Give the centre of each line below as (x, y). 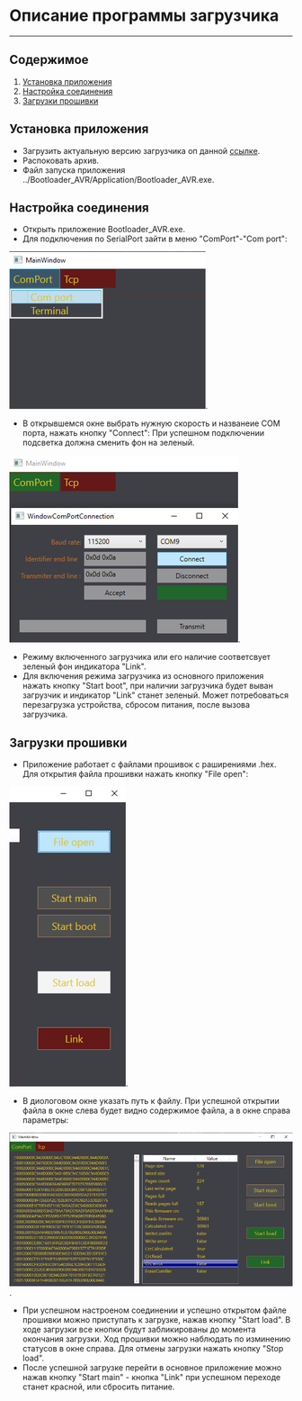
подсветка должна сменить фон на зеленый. (108, 443)
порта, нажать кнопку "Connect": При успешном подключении (143, 433)
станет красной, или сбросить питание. (98, 1387)
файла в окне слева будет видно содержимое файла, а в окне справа (156, 1111)
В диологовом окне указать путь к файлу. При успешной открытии (151, 1101)
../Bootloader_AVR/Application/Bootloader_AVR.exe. (118, 179)
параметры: (45, 1120)
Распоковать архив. (61, 160)
